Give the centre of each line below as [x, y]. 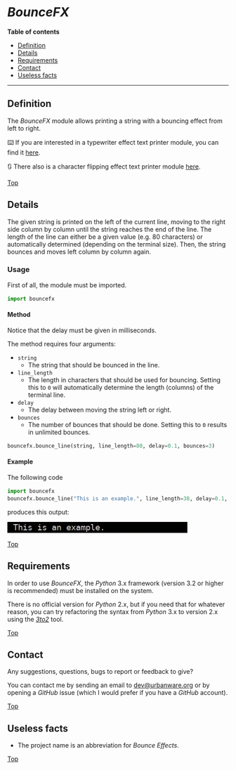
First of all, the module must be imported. [67, 285]
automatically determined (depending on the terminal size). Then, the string [117, 244]
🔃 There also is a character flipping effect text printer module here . [104, 167]
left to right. [24, 128]
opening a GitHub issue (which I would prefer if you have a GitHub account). [118, 693]
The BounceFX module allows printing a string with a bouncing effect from [115, 121]
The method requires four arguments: [61, 344]
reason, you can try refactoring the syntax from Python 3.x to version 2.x [113, 611]
